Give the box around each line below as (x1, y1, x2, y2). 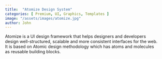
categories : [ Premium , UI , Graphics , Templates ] (5, 12, 109, 16)
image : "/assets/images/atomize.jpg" (5, 16, 81, 21)
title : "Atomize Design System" (5, 7, 73, 12)
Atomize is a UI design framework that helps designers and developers (5, 34, 146, 39)
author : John (5, 20, 31, 25)
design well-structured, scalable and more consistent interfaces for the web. (5, 39, 158, 45)
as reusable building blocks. (5, 49, 61, 55)
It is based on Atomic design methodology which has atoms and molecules (5, 44, 154, 49)
